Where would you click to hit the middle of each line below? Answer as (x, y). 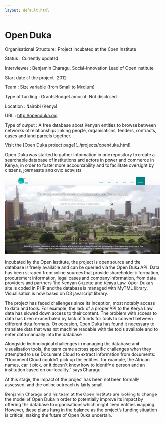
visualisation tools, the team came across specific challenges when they (78, 349)
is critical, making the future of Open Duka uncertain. (59, 415)
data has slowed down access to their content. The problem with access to (81, 313)
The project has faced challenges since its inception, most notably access (80, 303)
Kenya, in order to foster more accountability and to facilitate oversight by (80, 165)
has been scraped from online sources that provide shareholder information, (82, 273)
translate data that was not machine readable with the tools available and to (82, 329)
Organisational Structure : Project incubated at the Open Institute (70, 49)
